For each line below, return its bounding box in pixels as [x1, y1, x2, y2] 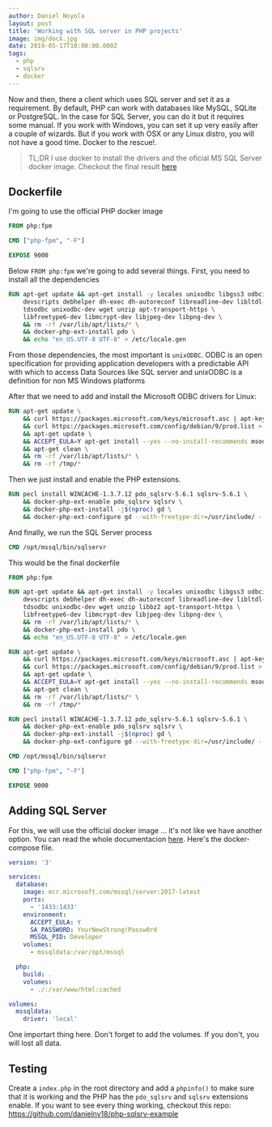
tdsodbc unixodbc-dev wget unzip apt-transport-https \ [23, 305, 216, 313]
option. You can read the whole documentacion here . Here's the [8, 834, 223, 844]
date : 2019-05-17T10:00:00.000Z [8, 42, 117, 50]
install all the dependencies [8, 274, 100, 284]
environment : [23, 910, 67, 919]
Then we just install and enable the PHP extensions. [8, 474, 181, 484]
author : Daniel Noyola [8, 11, 85, 20]
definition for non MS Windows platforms [8, 376, 146, 385]
